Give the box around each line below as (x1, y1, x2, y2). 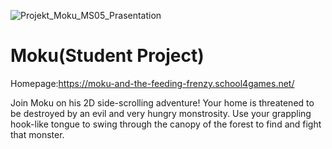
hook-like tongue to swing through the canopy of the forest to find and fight (10, 118, 322, 130)
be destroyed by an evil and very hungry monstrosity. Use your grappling (10, 107, 312, 119)
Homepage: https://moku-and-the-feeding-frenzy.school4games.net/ (10, 77, 295, 89)
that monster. (10, 128, 65, 140)
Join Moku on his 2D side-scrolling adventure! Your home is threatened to (10, 96, 315, 109)
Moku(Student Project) (10, 45, 205, 67)
